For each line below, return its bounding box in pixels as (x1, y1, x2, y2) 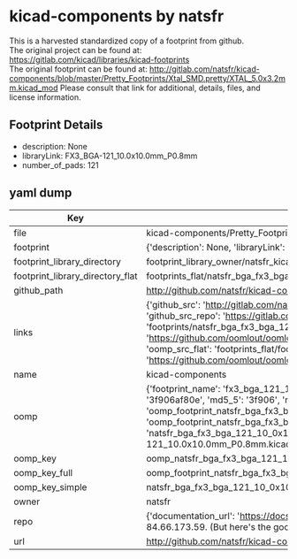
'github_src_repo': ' (145, 310, 226, 322)
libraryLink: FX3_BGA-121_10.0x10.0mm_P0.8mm (21, 150, 198, 161)
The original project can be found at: (9, 44, 142, 55)
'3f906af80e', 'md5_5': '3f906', (145, 394, 280, 406)
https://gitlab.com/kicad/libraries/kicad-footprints (9, 54, 190, 65)
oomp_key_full (13, 466, 73, 479)
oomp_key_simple (13, 480, 88, 493)
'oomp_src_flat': (145, 342, 212, 355)
